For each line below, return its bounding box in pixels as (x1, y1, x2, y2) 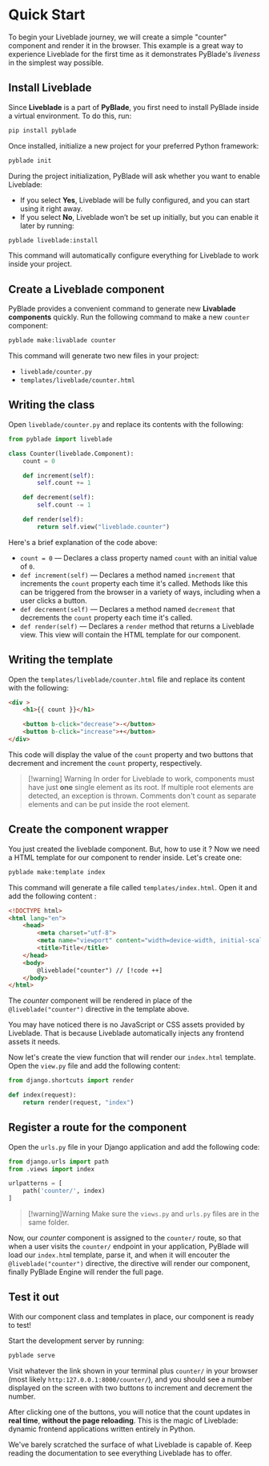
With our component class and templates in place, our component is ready (8, 1311, 255, 1321)
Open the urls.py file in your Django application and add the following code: (8, 1142, 260, 1151)
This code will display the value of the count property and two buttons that (8, 749, 254, 759)
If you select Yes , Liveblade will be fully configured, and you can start (19, 195, 251, 205)
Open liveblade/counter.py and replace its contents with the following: (8, 419, 244, 429)
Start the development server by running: (8, 1335, 144, 1346)
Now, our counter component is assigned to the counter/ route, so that (8, 1233, 242, 1243)
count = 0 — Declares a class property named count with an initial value (19, 552, 258, 563)
